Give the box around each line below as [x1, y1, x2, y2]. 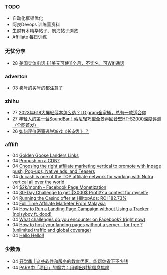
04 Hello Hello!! [12, 232, 45, 238]
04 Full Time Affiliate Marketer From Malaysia [12, 201, 106, 207]
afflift [5, 141, 19, 148]
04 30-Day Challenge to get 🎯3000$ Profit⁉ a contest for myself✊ [12, 190, 149, 196]
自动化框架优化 [12, 15, 43, 21]
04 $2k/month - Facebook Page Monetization [12, 184, 107, 190]
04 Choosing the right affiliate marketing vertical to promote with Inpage [12, 163, 161, 169]
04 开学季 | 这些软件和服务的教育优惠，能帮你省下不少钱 [12, 258, 129, 264]
